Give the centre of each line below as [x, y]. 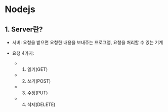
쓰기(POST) [39, 81]
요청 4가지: [23, 53]
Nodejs [20, 9]
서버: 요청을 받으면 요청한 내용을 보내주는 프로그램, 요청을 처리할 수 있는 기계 [88, 42]
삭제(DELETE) [41, 104]
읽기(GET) [37, 69]
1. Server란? [24, 29]
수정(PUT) [37, 93]
